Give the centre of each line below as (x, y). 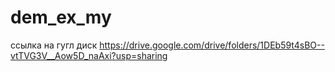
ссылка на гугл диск (54, 45)
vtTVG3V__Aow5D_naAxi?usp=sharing (89, 55)
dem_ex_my (61, 17)
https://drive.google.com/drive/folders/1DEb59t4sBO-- (212, 45)
